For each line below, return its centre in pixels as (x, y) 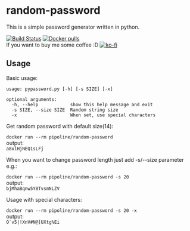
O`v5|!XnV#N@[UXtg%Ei (33, 222)
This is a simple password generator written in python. (73, 27)
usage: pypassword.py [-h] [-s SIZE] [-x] (60, 89)
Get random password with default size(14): (60, 126)
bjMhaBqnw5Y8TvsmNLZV (33, 189)
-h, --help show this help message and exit (82, 104)
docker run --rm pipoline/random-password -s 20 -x (71, 210)
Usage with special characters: (44, 199)
